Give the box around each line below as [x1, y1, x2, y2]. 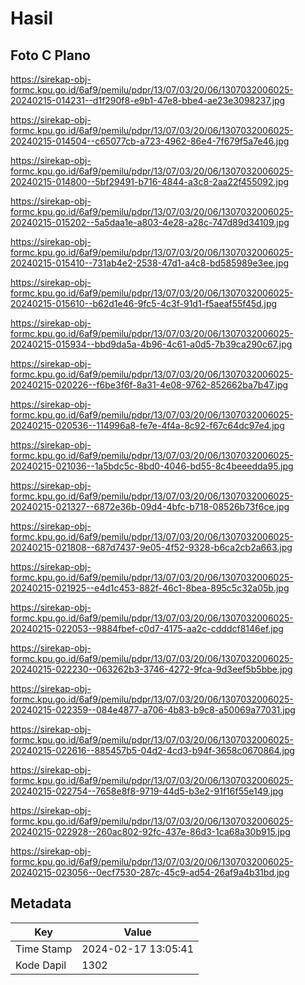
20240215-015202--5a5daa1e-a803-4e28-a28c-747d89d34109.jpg [10, 217, 290, 228]
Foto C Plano [10, 47, 91, 64]
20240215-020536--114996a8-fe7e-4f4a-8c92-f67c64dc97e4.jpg [10, 420, 285, 431]
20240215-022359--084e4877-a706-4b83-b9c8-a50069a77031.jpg [10, 704, 296, 716]
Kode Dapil [15, 958, 67, 972]
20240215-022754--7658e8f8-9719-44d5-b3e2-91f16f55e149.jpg [10, 785, 284, 797]
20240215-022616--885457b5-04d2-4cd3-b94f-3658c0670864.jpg [10, 745, 295, 756]
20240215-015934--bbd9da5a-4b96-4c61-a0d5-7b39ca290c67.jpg [10, 338, 293, 350]
